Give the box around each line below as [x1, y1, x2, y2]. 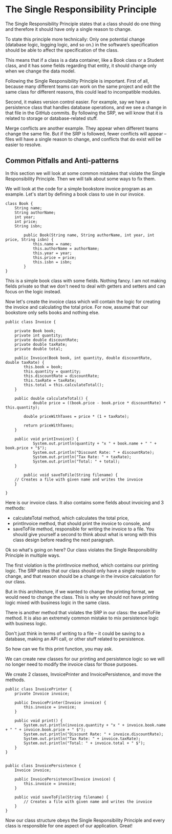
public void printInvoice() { [14, 436, 79, 441]
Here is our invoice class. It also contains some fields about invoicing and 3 [5, 499, 164, 505]
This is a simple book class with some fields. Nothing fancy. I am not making [5, 277, 166, 283]
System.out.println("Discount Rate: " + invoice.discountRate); [24, 732, 164, 737]
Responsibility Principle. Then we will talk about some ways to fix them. [5, 175, 156, 182]
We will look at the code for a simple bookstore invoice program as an [5, 185, 153, 191]
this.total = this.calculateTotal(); [24, 382, 104, 387]
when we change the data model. [5, 68, 76, 74]
